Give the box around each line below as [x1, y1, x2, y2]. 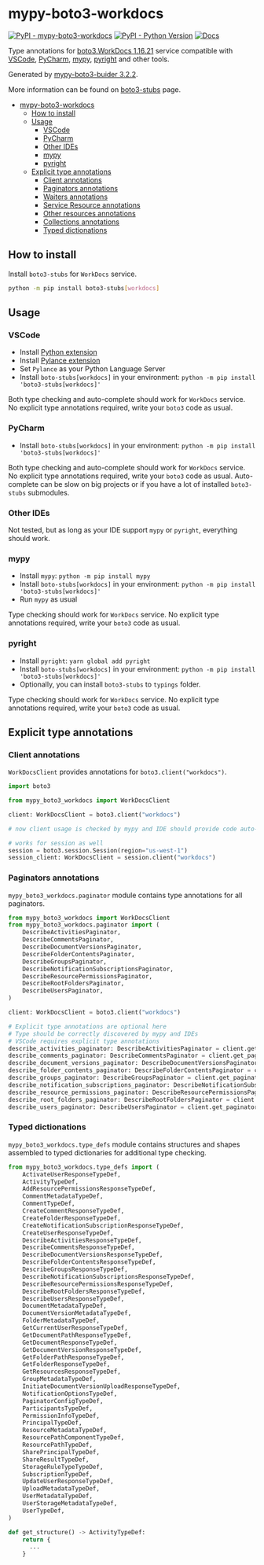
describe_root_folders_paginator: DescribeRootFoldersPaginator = [8, 1095, 230, 1103]
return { [22, 1535, 51, 1544]
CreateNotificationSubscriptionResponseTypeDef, [22, 1221, 185, 1229]
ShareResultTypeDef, [22, 1456, 90, 1464]
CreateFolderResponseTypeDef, [22, 1214, 122, 1222]
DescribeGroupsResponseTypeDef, [22, 1265, 128, 1274]
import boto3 [8, 782, 51, 790]
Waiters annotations [42, 192, 108, 201]
